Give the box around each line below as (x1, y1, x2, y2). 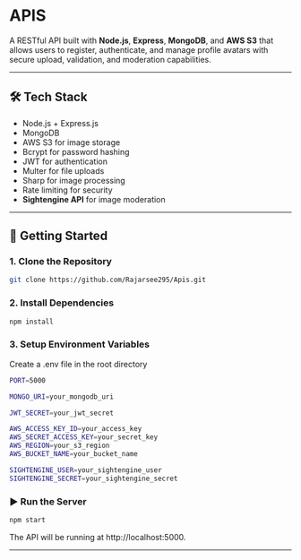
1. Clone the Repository (9, 255, 112, 268)
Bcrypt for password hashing (21, 146, 130, 157)
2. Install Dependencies (9, 297, 115, 309)
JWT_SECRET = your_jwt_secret (9, 409, 115, 418)
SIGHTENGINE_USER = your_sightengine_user (9, 465, 163, 475)
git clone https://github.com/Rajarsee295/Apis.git (9, 275, 206, 285)
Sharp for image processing (21, 175, 125, 185)
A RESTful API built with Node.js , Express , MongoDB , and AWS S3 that (9, 35, 274, 46)
